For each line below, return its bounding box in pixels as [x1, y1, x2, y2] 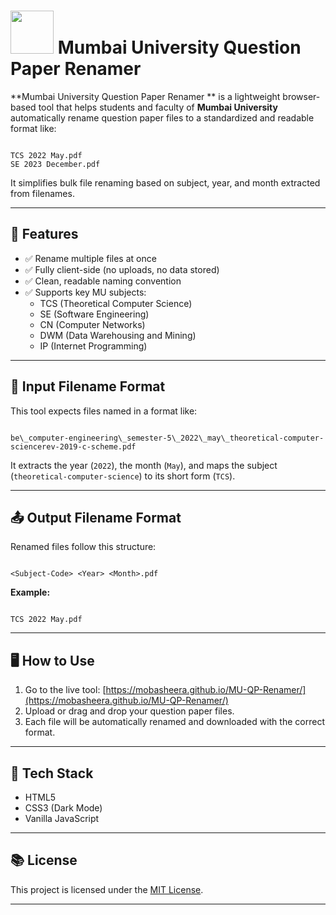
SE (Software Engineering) [39, 308, 150, 320]
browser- [282, 90, 321, 102]
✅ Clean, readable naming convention [24, 275, 182, 287]
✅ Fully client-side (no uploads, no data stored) [24, 263, 220, 275]
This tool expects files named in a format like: [10, 405, 198, 417]
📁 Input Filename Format [10, 378, 166, 395]
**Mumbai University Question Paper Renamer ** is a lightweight [10, 90, 281, 102]
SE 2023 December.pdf [10, 159, 101, 169]
